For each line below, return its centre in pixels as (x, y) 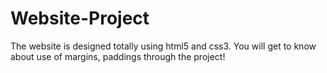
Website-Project (80, 18)
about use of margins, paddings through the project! (118, 56)
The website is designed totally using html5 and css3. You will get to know (163, 46)
